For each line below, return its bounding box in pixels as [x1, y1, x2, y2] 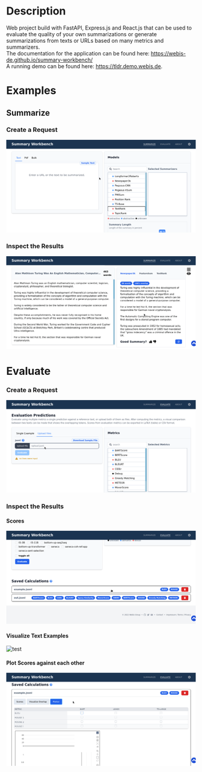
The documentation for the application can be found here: [6, 49, 150, 57]
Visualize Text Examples [6, 632, 69, 639]
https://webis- [150, 49, 186, 57]
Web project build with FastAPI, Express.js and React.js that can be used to [6, 24, 192, 31]
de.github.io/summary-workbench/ [6, 56, 93, 63]
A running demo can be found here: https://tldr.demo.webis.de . [6, 62, 163, 70]
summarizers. [6, 43, 40, 51]
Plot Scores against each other [6, 659, 85, 667]
